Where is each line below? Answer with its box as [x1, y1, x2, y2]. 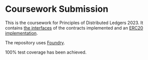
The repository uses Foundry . [5, 39, 65, 45]
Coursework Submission [5, 3, 109, 15]
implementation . [5, 30, 38, 36]
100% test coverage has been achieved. [5, 49, 87, 55]
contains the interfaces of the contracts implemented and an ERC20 [5, 25, 144, 30]
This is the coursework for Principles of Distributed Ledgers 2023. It [5, 20, 144, 26]
